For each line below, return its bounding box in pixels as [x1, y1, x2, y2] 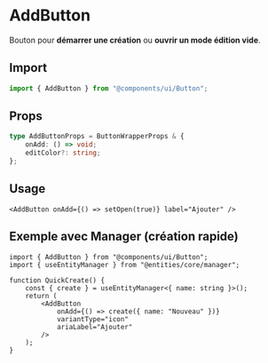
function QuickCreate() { [9, 276, 105, 285]
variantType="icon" [56, 314, 129, 324]
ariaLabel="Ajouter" [56, 322, 133, 331]
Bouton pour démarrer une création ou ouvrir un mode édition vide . [9, 35, 261, 45]
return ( [25, 291, 58, 300]
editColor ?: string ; [25, 148, 101, 158]
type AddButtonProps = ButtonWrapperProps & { [9, 132, 185, 141]
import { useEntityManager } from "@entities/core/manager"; [9, 260, 240, 269]
